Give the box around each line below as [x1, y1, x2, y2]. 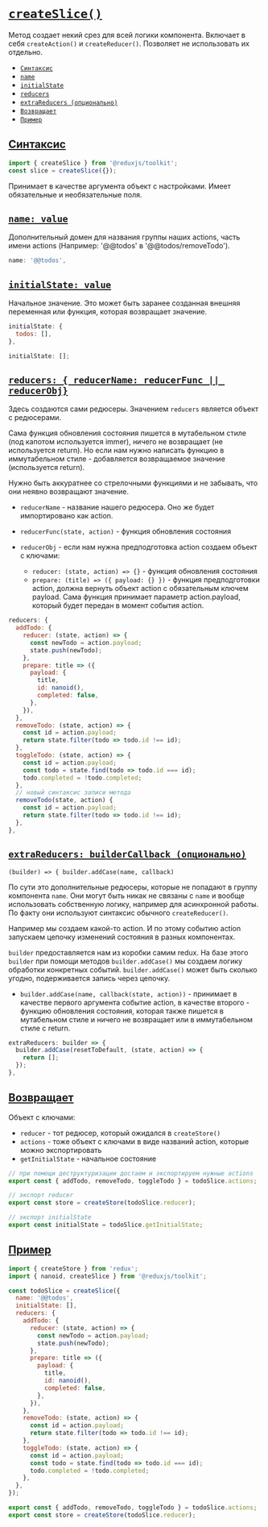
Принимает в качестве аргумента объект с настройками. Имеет [8, 181, 232, 191]
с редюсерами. [8, 413, 62, 422]
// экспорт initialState [8, 1213, 92, 1221]
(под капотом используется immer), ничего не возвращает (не [8, 437, 224, 447]
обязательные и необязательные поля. [8, 189, 142, 199]
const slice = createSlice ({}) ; [8, 166, 117, 175]
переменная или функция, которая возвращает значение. [8, 307, 208, 316]
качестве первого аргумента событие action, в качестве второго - [19, 997, 249, 1007]
